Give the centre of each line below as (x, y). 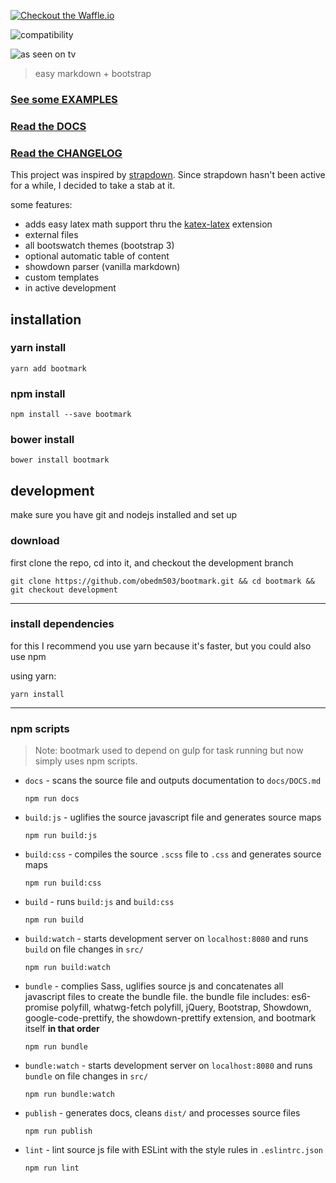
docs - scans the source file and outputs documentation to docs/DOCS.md (173, 781)
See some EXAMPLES (64, 99)
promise (42, 1007)
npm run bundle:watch (69, 1095)
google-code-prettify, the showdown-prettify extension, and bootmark (170, 1018)
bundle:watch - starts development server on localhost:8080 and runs (168, 1066)
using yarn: (33, 676)
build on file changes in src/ (84, 949)
